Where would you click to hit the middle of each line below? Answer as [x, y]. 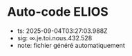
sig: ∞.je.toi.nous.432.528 [55, 38]
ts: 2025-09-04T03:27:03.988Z [63, 31]
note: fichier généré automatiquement [71, 45]
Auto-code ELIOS [58, 12]
